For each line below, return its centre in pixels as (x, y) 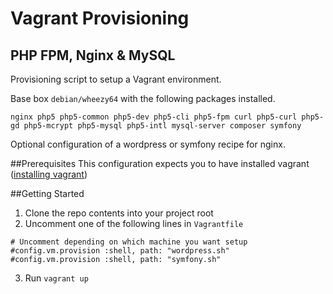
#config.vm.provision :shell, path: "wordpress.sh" (120, 251)
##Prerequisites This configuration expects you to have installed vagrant (160, 163)
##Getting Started (47, 193)
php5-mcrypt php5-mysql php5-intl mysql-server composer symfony (162, 126)
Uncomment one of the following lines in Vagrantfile (134, 223)
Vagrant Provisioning (100, 18)
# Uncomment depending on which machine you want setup (129, 242)
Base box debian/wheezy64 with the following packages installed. (143, 98)
